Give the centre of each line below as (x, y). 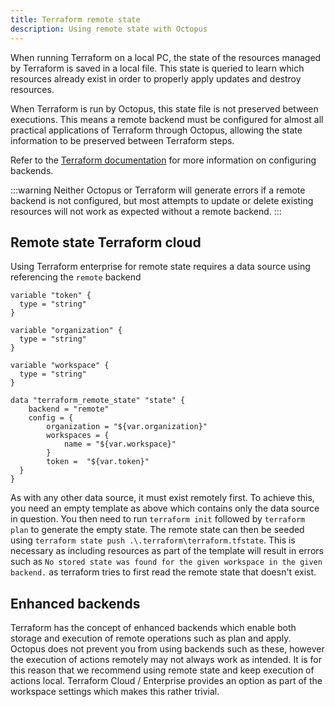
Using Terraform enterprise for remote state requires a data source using (160, 267)
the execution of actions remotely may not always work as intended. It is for (166, 660)
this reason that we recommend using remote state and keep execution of (162, 670)
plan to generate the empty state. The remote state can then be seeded (157, 530)
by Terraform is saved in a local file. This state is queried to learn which (157, 68)
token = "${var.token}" (98, 462)
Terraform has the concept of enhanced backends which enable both (153, 628)
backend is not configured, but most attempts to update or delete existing (162, 200)
